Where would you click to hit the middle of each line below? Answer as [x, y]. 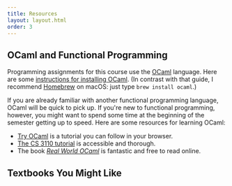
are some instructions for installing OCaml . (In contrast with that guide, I [110, 79]
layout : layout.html [37, 20]
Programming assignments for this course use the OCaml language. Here [112, 72]
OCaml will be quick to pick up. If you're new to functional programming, [111, 108]
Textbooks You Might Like [64, 173]
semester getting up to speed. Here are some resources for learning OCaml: [116, 122]
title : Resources [32, 14]
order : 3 [20, 27]
